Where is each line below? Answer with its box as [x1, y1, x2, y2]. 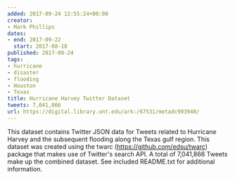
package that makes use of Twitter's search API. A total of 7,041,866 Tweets [7, 150, 228, 158]
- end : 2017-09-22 [7, 37, 61, 44]
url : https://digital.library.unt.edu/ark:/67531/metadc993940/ [7, 108, 200, 115]
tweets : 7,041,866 [7, 102, 61, 109]
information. [7, 164, 43, 173]
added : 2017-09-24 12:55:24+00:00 [7, 10, 109, 18]
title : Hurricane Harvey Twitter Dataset [7, 95, 131, 102]
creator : [7, 17, 33, 24]
